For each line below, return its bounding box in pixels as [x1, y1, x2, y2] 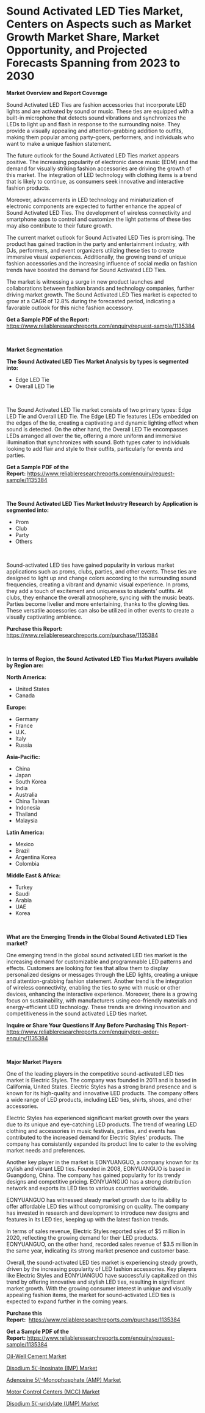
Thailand [15, 810, 38, 818]
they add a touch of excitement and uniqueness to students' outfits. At [6, 587, 183, 594]
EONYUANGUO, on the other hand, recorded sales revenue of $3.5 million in [6, 1240, 198, 1248]
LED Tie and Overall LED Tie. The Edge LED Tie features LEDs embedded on [6, 412, 198, 420]
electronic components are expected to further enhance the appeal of [6, 203, 182, 210]
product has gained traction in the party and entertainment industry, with [6, 240, 189, 248]
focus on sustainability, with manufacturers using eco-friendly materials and [6, 996, 198, 1004]
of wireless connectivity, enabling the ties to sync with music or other [6, 983, 181, 991]
